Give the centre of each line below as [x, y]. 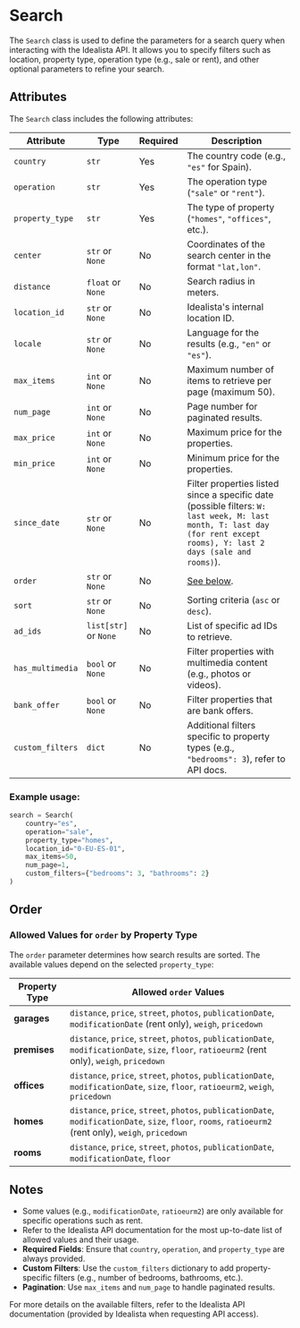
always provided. [54, 1259]
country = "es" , [51, 823]
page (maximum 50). [231, 392]
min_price [34, 463]
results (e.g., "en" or [229, 344]
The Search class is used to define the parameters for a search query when [147, 40]
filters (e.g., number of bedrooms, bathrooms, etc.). [148, 1278]
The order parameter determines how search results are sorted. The [135, 955]
